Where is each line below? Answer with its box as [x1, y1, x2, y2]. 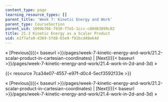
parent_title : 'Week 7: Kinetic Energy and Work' [5, 17, 113, 22]
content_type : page [5, 7, 47, 13]
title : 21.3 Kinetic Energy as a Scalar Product [5, 31, 110, 36]
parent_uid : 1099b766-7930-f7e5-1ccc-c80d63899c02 [5, 26, 115, 31]
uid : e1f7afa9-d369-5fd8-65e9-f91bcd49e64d [5, 36, 99, 41]
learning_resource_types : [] [5, 12, 67, 17]
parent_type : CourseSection [5, 21, 65, 27]
